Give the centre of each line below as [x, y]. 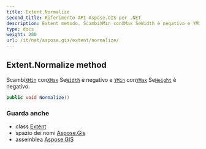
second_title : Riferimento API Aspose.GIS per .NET [74, 18]
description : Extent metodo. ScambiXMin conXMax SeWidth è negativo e [98, 23]
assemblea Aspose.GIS [44, 139]
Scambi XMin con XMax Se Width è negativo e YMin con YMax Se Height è [91, 79]
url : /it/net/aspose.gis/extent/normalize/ [63, 40]
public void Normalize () [38, 97]
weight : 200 [21, 35]
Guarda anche [28, 113]
